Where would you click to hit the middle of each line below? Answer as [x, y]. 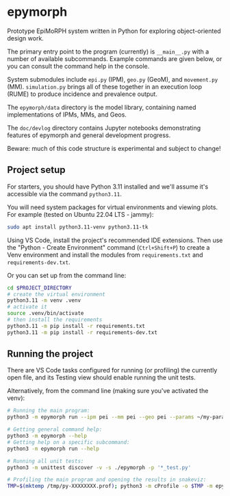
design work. [26, 38]
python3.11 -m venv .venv [44, 300]
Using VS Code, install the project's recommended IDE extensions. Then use [115, 240]
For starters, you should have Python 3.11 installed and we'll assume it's [108, 187]
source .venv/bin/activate [46, 314]
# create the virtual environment [56, 294]
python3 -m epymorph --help [47, 436]
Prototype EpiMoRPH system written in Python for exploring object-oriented [114, 31]
